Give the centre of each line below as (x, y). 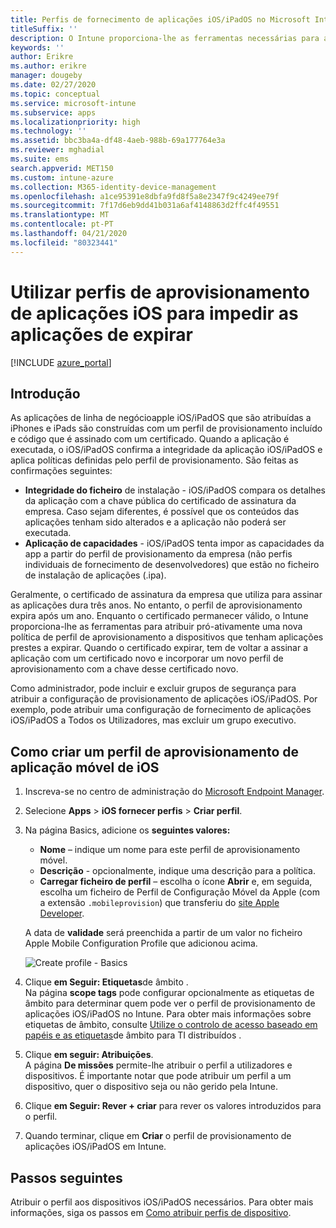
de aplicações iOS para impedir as (154, 313)
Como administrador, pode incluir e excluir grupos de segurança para (153, 688)
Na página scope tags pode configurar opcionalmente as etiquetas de (169, 993)
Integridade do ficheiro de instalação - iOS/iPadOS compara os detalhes (175, 490)
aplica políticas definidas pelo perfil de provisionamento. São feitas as (154, 460)
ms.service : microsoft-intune (73, 103)
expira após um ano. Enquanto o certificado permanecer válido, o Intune (159, 616)
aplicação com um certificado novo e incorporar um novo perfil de (147, 658)
